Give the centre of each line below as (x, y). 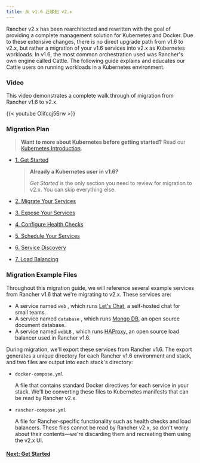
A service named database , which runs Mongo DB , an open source (97, 319)
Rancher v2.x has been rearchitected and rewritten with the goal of (89, 29)
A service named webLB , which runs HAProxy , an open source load (97, 331)
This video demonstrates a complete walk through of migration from (90, 95)
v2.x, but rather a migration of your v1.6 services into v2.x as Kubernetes (96, 48)
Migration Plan (28, 129)
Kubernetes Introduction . (51, 149)
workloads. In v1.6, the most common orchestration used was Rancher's (95, 54)
